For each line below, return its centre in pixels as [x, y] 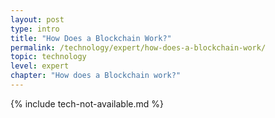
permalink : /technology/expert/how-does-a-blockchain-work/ [138, 47]
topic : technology [48, 57]
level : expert [40, 66]
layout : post [37, 19]
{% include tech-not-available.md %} [87, 103]
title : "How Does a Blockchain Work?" [91, 38]
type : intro [35, 29]
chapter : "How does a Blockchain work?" [96, 76]
